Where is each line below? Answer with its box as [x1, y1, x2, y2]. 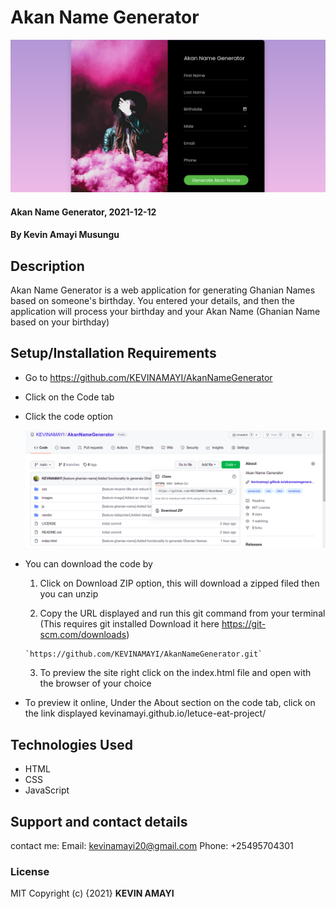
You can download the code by [24, 558, 153, 570]
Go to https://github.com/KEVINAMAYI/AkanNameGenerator [24, 371, 273, 383]
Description [10, 257, 85, 275]
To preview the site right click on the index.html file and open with [39, 667, 312, 679]
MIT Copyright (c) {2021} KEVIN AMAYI [10, 887, 175, 900]
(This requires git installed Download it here [39, 618, 220, 630]
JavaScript [24, 784, 70, 796]
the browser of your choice [39, 677, 152, 690]
